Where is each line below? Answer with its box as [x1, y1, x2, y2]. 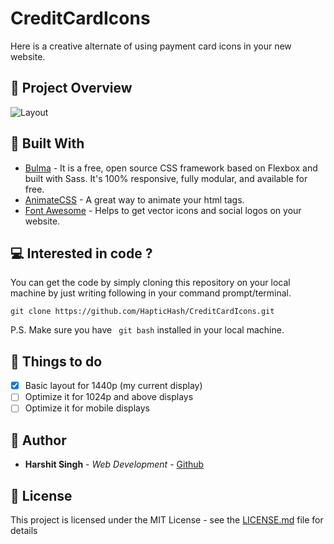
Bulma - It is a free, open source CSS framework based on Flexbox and [24, 162, 318, 174]
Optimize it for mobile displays [24, 402, 150, 414]
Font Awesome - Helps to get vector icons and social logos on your [24, 204, 302, 216]
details [10, 525, 38, 536]
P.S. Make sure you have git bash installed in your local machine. [10, 324, 285, 336]
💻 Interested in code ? [10, 245, 153, 262]
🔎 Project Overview [10, 80, 133, 97]
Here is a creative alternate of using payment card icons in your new [10, 40, 292, 52]
